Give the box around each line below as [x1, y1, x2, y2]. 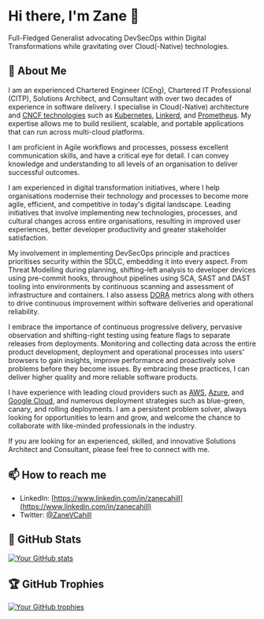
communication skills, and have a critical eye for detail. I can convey [8, 150, 229, 160]
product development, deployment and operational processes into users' [8, 347, 245, 357]
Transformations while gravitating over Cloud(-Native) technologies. [8, 41, 229, 50]
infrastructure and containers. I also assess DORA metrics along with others [8, 290, 255, 299]
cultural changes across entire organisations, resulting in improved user [8, 216, 241, 225]
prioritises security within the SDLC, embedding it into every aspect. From [8, 256, 248, 266]
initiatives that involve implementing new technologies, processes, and [8, 208, 238, 217]
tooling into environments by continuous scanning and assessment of [8, 281, 234, 291]
